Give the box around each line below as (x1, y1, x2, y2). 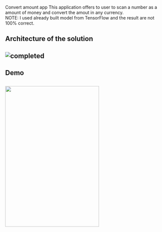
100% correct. (5, 20, 34, 26)
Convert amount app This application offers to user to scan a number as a (5, 4, 157, 10)
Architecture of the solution (5, 34, 93, 43)
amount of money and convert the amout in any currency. (5, 9, 124, 15)
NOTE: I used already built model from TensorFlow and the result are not (5, 15, 154, 20)
